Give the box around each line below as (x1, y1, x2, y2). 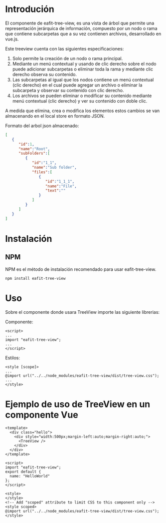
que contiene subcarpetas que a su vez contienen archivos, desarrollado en (5, 31, 162, 37)
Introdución (5, 4, 55, 15)
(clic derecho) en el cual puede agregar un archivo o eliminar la (12, 82, 143, 88)
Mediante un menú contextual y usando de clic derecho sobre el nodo (12, 61, 157, 67)
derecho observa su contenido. (12, 71, 77, 77)
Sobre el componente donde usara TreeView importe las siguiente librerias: (5, 309, 160, 315)
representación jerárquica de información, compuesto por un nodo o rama (5, 25, 158, 31)
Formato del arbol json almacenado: (5, 123, 79, 129)
